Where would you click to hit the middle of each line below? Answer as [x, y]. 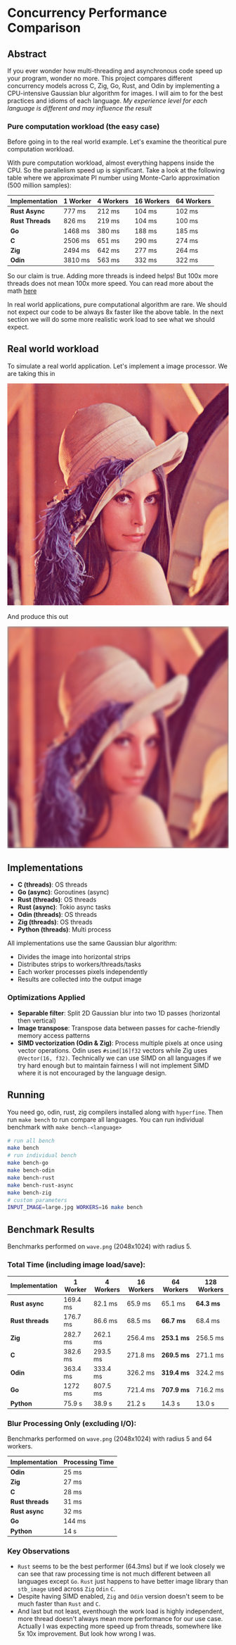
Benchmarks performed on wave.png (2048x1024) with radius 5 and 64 [110, 1439]
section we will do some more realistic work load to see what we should [111, 319]
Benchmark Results [51, 1229]
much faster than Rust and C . [59, 1604]
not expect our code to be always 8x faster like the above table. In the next [115, 312]
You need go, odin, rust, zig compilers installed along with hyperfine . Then [115, 1112]
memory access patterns [53, 1035]
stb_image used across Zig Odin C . [66, 1589]
